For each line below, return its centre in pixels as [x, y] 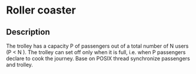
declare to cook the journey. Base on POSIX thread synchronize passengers [98, 58]
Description [28, 32]
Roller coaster [41, 10]
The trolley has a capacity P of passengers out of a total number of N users [97, 46]
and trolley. [20, 65]
